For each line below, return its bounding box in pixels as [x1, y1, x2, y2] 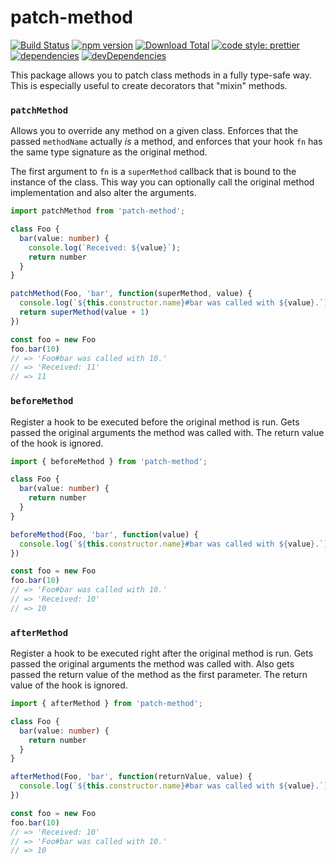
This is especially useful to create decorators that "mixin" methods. [10, 79, 288, 91]
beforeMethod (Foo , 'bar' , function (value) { [10, 529, 199, 540]
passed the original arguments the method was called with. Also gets [10, 658, 295, 670]
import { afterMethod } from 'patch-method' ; [10, 699, 203, 709]
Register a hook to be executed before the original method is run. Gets [10, 416, 300, 428]
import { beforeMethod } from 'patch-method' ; [10, 456, 208, 466]
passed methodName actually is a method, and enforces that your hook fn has [10, 136, 323, 148]
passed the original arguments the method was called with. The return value [10, 426, 325, 438]
